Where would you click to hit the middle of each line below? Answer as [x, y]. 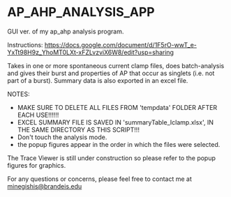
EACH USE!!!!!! [38, 115]
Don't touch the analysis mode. [62, 137]
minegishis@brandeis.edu [45, 186]
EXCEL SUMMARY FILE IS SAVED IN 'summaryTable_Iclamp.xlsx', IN [115, 122]
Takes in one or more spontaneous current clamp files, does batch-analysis [116, 65]
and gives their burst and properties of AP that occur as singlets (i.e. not [111, 73]
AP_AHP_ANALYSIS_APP [81, 12]
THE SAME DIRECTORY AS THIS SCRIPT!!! [78, 129]
